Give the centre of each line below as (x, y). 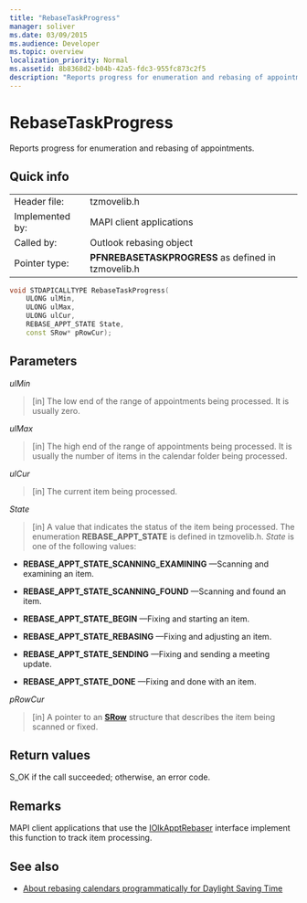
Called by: (36, 242)
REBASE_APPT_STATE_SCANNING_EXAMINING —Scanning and (146, 564)
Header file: (39, 201)
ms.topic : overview (47, 52)
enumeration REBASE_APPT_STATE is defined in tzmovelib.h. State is (163, 536)
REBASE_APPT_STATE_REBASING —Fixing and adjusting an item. (147, 636)
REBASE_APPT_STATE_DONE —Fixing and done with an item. (139, 681)
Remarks (36, 806)
